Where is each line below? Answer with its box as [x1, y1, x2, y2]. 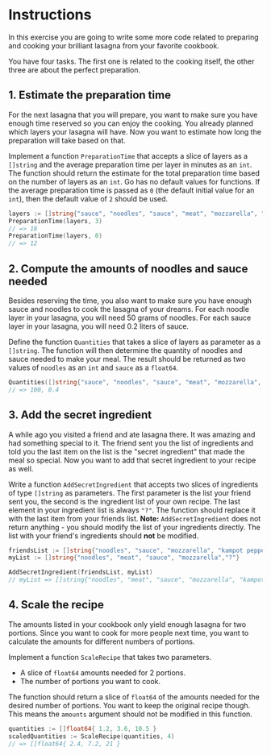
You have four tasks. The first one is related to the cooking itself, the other [8, 56, 255, 66]
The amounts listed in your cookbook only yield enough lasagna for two [8, 619, 247, 629]
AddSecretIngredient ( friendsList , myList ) [8, 568, 153, 577]
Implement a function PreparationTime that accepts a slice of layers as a [8, 151, 248, 160]
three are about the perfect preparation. [8, 64, 141, 74]
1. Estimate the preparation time [8, 89, 172, 102]
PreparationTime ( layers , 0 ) [8, 232, 103, 240]
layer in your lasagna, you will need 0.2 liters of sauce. [8, 321, 190, 331]
